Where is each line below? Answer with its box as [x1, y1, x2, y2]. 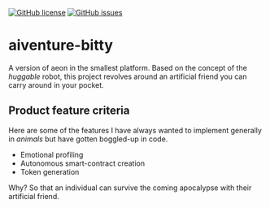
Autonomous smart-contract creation [20, 158, 145, 168]
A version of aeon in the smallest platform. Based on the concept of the [8, 63, 248, 72]
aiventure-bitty [8, 37, 114, 54]
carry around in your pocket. [8, 80, 104, 89]
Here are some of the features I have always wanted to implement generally [8, 125, 263, 135]
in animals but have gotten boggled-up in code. [8, 134, 168, 144]
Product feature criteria [8, 104, 130, 118]
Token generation [20, 167, 80, 176]
